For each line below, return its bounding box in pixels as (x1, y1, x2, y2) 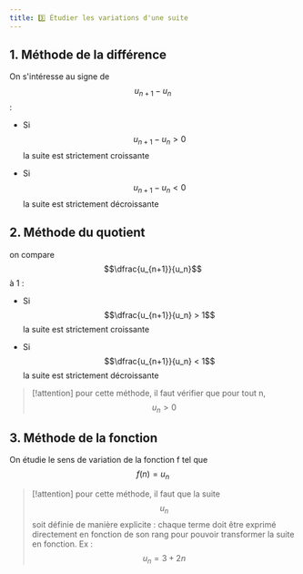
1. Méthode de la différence (9, 47, 167, 63)
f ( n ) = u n (136, 468, 170, 482)
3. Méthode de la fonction (9, 430, 158, 446)
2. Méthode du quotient (9, 225, 146, 241)
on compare (9, 249, 56, 260)
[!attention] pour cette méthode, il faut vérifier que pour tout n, (31, 387, 267, 398)
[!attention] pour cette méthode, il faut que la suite (31, 488, 221, 499)
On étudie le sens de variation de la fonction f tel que (9, 455, 208, 466)
